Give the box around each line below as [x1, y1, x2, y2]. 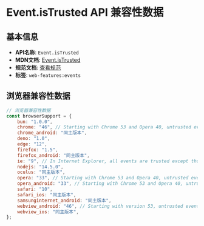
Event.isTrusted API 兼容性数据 [6, 5, 164, 19]
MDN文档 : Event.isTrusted [15, 56, 81, 64]
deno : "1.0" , [17, 136, 50, 142]
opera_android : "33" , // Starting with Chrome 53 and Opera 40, [17, 181, 183, 187]
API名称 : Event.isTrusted [15, 49, 79, 56]
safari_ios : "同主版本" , [17, 191, 76, 198]
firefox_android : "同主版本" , [17, 152, 90, 158]
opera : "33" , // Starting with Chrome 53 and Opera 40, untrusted [17, 175, 189, 181]
